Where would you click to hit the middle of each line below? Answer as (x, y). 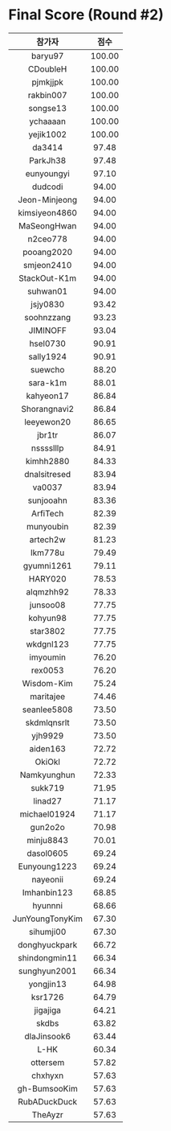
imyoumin (48, 657)
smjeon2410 (47, 265)
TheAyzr (48, 1114)
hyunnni (47, 905)
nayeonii (48, 879)
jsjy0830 (48, 304)
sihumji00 (48, 932)
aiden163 (48, 748)
